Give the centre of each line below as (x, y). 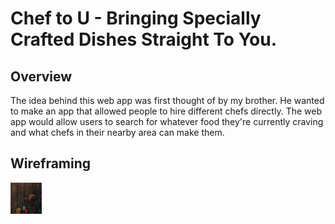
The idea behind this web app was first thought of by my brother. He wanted (167, 100)
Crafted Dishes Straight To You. (144, 39)
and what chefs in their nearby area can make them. (117, 132)
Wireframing (51, 163)
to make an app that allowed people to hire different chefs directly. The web (166, 111)
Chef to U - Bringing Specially (136, 18)
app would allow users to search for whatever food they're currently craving (167, 121)
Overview (41, 76)
